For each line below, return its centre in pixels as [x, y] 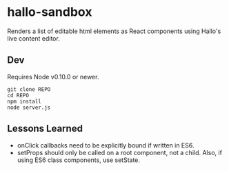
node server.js [29, 108]
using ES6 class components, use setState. [78, 160]
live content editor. [33, 38]
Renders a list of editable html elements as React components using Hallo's [114, 31]
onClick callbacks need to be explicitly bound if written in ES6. [106, 145]
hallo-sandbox [50, 12]
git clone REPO [29, 89]
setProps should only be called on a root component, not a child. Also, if [120, 152]
